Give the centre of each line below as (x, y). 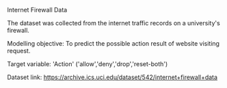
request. (19, 51)
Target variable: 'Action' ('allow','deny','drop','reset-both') (88, 64)
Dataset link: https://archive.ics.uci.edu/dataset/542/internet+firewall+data (112, 77)
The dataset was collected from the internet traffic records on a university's (113, 23)
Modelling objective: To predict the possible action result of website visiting (113, 43)
